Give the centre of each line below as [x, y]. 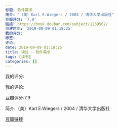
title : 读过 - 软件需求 [28, 52]
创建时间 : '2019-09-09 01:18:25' [39, 29]
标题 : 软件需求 [19, 10]
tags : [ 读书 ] [18, 57]
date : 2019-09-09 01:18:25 [34, 47]
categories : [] [21, 61]
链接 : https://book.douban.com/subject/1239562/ [57, 24]
